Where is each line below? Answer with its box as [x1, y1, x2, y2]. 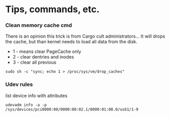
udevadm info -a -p [5, 102, 47, 107]
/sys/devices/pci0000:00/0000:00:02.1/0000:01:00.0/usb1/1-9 [5, 107, 139, 112]
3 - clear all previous [12, 60, 56, 66]
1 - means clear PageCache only [12, 48, 81, 54]
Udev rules [5, 81, 33, 88]
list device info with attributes [5, 93, 68, 99]
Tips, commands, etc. [5, 4, 100, 15]
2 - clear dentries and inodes [12, 54, 74, 60]
